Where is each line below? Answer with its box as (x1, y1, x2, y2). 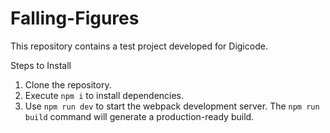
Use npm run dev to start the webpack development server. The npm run (24, 100, 320, 112)
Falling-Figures (10, 7, 140, 30)
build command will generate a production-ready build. (24, 110, 255, 122)
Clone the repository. (24, 78, 112, 91)
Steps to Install (10, 59, 72, 71)
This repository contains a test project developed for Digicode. (10, 40, 268, 52)
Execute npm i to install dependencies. (24, 89, 185, 101)
